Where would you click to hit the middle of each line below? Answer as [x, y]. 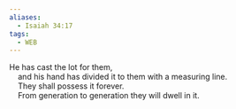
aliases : [25, 17]
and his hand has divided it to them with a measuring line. [122, 77]
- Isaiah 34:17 [45, 26]
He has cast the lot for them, [61, 67]
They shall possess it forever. [71, 86]
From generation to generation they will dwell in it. [109, 96]
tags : [19, 34]
